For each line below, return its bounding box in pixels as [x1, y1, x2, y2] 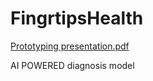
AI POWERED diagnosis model [10, 59, 135, 71]
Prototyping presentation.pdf [10, 40, 130, 52]
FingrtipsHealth [10, 7, 144, 30]
